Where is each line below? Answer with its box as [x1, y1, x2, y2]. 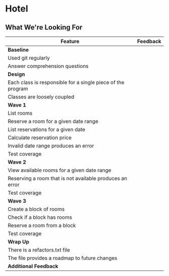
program [8, 85, 28, 92]
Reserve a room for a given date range [8, 118, 99, 124]
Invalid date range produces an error [8, 143, 94, 149]
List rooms [8, 110, 33, 116]
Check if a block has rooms [8, 214, 72, 221]
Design [8, 71, 25, 78]
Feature [60, 38, 79, 45]
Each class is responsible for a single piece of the [8, 79, 125, 86]
